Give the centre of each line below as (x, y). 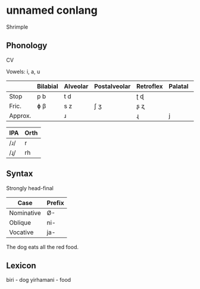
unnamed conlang (52, 10)
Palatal (179, 86)
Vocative (21, 232)
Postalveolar (112, 86)
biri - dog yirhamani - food (39, 280)
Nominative (25, 213)
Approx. (20, 116)
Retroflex (150, 86)
